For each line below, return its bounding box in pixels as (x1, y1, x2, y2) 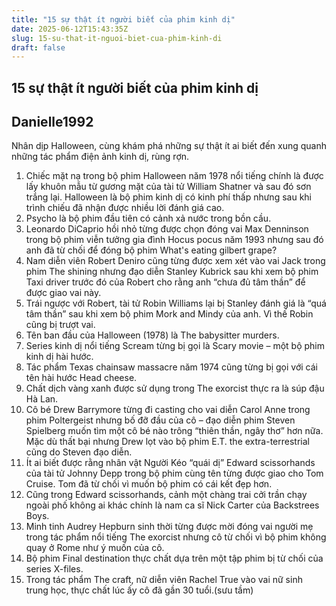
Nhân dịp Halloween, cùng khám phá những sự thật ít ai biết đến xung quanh (11, 140, 327, 152)
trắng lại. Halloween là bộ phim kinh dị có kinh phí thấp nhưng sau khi (25, 191, 312, 203)
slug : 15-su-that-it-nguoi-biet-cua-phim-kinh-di (11, 33, 223, 43)
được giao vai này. (25, 287, 102, 299)
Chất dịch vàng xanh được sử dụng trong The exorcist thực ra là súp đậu (25, 382, 325, 395)
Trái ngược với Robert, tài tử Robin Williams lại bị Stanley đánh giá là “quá (25, 297, 327, 310)
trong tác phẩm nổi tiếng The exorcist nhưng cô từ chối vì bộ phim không (25, 531, 327, 543)
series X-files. (25, 563, 84, 575)
